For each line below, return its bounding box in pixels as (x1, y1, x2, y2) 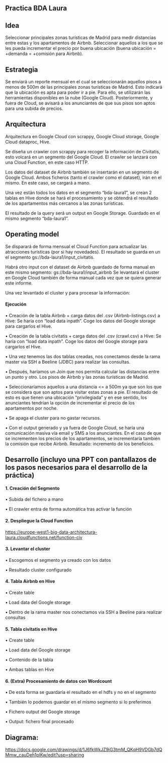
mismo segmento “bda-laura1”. (5, 215, 69, 221)
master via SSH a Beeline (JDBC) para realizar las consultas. (5, 359, 131, 365)
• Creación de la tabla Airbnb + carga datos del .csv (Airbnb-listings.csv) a (5, 312, 160, 318)
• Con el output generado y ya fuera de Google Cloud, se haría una (5, 425, 144, 431)
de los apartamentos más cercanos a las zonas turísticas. (5, 200, 124, 206)
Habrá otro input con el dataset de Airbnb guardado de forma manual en (5, 264, 155, 270)
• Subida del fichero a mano (5, 496, 64, 502)
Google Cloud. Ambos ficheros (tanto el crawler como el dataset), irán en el (5, 174, 162, 181)
